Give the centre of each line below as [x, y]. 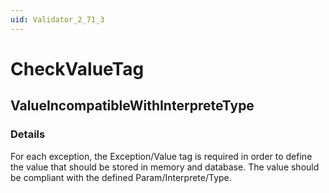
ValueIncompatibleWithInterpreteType [132, 106]
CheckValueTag [77, 68]
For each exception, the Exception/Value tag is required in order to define [161, 156]
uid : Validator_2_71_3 [57, 19]
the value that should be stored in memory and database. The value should [165, 167]
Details [28, 134]
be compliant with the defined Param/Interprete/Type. [121, 177]
